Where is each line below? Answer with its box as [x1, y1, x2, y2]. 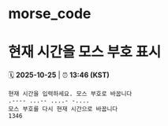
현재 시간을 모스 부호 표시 [8, 43, 162, 61]
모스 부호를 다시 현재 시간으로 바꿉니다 [8, 106, 118, 113]
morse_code [8, 5, 91, 23]
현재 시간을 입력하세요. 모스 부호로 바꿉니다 [8, 90, 133, 98]
